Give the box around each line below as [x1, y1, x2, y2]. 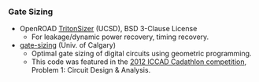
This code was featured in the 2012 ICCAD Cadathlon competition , [31, 57, 247, 66]
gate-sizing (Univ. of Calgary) [19, 41, 117, 50]
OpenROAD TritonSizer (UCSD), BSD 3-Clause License [19, 24, 198, 34]
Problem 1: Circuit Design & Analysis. [31, 66, 151, 75]
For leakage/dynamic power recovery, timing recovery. [31, 32, 209, 41]
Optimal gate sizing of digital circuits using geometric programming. [31, 49, 252, 59]
